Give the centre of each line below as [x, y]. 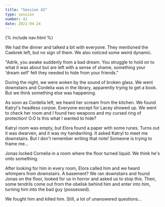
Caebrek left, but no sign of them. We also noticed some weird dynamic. [79, 53]
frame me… [17, 144]
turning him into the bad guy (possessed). [48, 190]
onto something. [22, 159]
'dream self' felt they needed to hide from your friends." [62, 73]
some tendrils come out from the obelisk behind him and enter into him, [78, 184]
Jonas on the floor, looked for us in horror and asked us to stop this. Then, [81, 179]
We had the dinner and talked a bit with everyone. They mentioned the [77, 47]
